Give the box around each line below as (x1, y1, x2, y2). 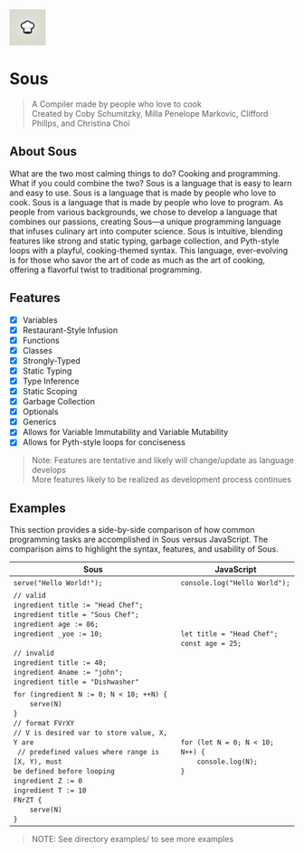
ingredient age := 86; (13, 620, 100, 630)
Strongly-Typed (22, 355, 81, 365)
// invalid (13, 649, 54, 659)
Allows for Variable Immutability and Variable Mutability (22, 427, 229, 438)
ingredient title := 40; (13, 659, 107, 668)
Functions (22, 335, 61, 346)
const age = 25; (180, 640, 242, 649)
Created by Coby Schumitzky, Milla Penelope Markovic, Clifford (31, 108, 269, 118)
